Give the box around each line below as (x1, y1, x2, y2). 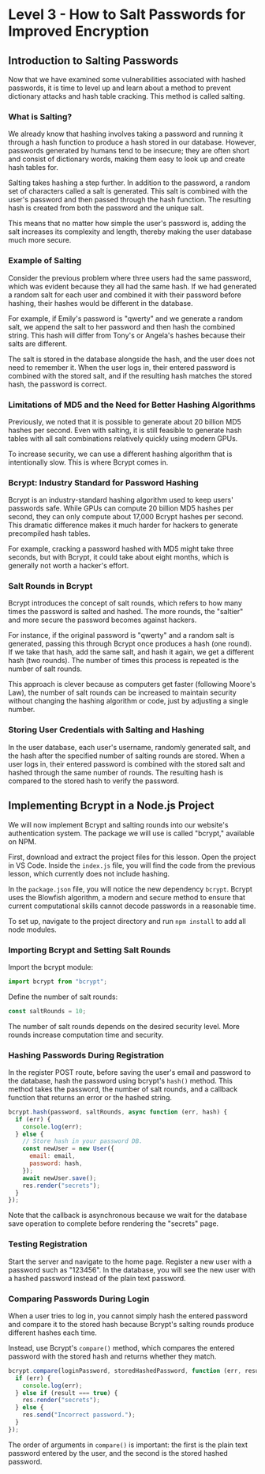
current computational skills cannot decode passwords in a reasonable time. (8, 901, 256, 910)
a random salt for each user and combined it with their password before (8, 290, 242, 300)
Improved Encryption (8, 22, 150, 40)
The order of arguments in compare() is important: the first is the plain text (8, 1440, 248, 1449)
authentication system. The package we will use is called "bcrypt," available (8, 828, 255, 838)
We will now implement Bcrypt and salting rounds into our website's (8, 820, 229, 829)
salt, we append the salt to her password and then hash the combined (8, 322, 236, 331)
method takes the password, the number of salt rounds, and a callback (8, 1084, 238, 1094)
